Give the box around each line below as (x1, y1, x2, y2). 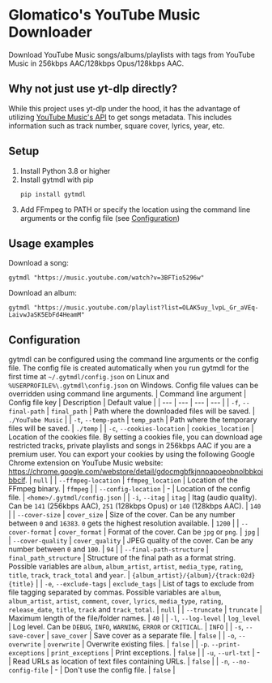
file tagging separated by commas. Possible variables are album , (8, 587, 222, 598)
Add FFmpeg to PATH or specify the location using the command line (19, 205, 251, 214)
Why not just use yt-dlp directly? (8, 82, 178, 96)
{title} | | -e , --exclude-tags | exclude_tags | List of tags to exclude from (8, 579, 255, 589)
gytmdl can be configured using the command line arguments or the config (8, 355, 259, 365)
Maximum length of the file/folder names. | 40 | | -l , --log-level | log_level (8, 613, 261, 623)
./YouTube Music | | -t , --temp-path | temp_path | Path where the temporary (8, 415, 257, 425)
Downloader (8, 23, 93, 41)
